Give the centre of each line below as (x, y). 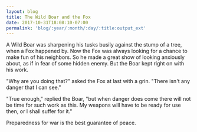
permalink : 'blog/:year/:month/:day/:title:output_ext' (76, 28)
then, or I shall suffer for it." (39, 111)
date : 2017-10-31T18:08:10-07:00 (47, 22)
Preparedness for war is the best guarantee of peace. (71, 123)
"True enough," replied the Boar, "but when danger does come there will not (98, 99)
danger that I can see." (34, 88)
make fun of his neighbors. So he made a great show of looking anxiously (95, 57)
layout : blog (22, 11)
